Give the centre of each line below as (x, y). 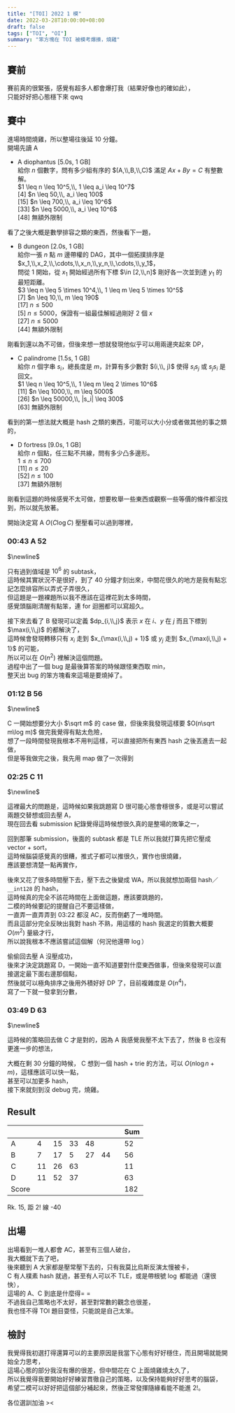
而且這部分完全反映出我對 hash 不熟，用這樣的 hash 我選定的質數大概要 (111, 923)
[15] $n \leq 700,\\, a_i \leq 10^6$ (64, 201)
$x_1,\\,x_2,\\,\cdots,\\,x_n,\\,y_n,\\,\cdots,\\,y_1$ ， (88, 263)
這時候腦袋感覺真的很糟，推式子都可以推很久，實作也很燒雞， (96, 856)
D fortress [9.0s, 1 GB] (49, 445)
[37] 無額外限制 (40, 484)
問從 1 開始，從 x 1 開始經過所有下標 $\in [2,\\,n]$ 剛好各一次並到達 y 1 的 (120, 272)
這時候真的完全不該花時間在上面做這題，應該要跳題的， (87, 897)
